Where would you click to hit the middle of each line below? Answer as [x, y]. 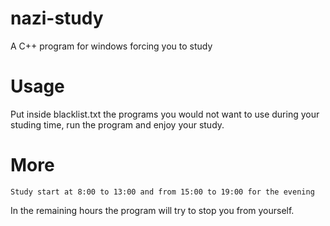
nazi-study [57, 18]
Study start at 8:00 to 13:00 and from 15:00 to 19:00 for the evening [162, 192]
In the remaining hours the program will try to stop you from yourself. [152, 210]
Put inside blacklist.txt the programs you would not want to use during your [165, 114]
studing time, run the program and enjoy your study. [117, 124]
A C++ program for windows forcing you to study [111, 46]
